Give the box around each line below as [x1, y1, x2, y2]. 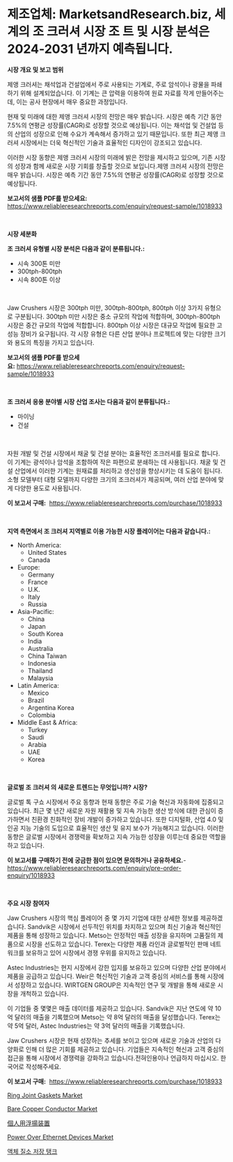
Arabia [27, 740, 47, 748]
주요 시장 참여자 [7, 898, 50, 907]
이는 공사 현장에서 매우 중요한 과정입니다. [16, 97, 128, 106]
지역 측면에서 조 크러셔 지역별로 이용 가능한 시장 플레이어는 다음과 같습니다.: [7, 526, 211, 535]
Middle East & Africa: [17, 718, 78, 727]
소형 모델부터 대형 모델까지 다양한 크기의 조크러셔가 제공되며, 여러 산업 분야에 [7, 475, 217, 483]
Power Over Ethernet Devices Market [7, 1133, 113, 1141]
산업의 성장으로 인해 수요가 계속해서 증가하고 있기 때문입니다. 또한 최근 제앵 [14, 129, 219, 138]
